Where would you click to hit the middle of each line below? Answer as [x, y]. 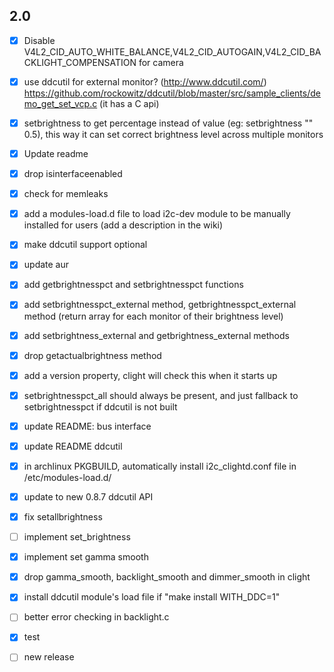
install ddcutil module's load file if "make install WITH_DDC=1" [152, 597]
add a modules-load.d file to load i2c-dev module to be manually [157, 214]
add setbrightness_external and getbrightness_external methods [156, 335]
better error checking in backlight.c [96, 617]
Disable [39, 40]
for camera [161, 62]
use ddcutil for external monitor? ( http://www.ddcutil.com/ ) [145, 81]
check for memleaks [66, 194]
